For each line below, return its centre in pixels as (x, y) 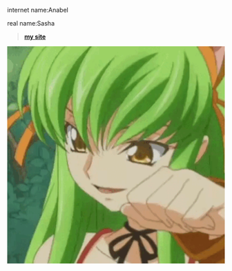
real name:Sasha (31, 23)
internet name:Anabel (38, 10)
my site (35, 37)
